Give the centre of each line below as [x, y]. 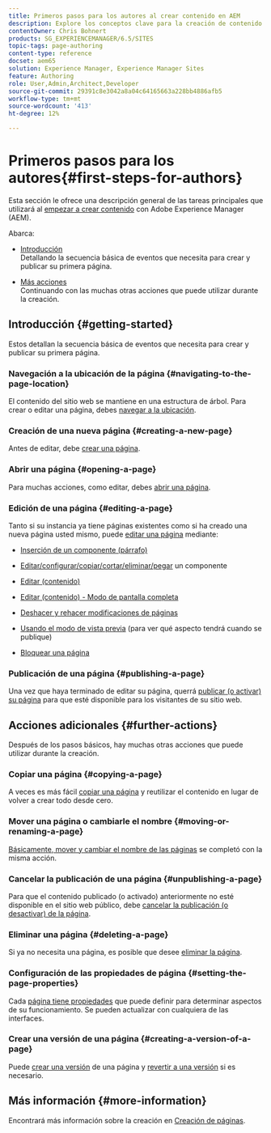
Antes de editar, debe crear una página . [74, 448]
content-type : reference [50, 53]
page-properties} [44, 983]
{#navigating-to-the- [209, 373]
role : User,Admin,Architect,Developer [74, 83]
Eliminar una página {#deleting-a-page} [89, 934]
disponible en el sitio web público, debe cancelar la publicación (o [119, 905]
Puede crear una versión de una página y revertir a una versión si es [122, 1067]
